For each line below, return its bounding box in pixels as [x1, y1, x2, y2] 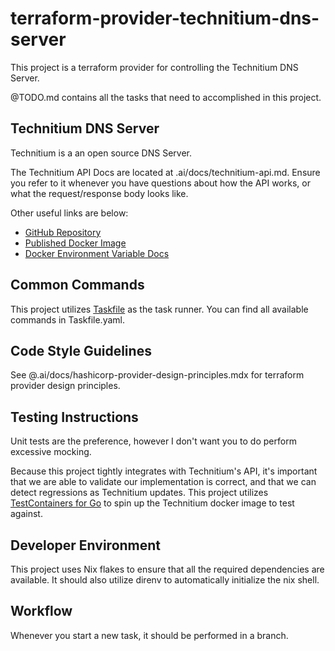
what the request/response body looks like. [10, 187, 189, 199]
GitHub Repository [24, 226, 102, 238]
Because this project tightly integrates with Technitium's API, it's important [10, 465, 318, 477]
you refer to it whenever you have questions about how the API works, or [10, 177, 311, 189]
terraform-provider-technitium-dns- [10, 7, 320, 30]
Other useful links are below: [10, 207, 129, 219]
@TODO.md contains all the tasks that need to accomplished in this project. [10, 91, 322, 103]
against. [10, 508, 43, 520]
